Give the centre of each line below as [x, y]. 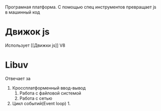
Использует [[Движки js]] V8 [35, 45]
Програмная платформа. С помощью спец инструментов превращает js [81, 7]
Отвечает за [18, 78]
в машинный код [23, 12]
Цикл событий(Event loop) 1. [41, 103]
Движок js [27, 32]
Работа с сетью [36, 98]
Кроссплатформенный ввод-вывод [49, 88]
